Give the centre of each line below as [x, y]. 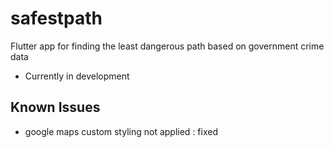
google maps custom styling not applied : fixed [121, 131]
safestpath [56, 18]
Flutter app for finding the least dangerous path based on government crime [167, 46]
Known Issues [55, 107]
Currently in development [77, 76]
